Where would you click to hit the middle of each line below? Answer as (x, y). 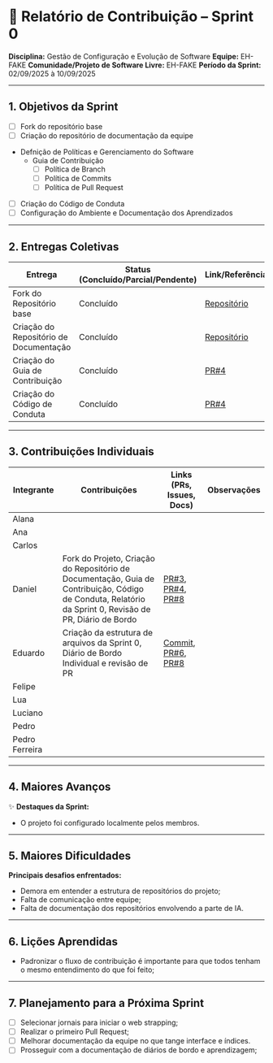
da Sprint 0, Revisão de (106, 609)
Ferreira (28, 749)
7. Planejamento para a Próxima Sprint (106, 1003)
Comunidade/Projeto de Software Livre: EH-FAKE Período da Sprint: (145, 65)
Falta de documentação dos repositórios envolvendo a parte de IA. (132, 909)
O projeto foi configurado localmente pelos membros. (110, 822)
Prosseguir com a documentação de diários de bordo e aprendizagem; (139, 1050)
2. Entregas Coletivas (64, 247)
